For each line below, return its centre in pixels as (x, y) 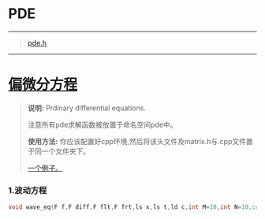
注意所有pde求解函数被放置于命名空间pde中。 (102, 124)
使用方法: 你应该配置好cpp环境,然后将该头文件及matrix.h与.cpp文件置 (140, 141)
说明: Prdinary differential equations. (86, 108)
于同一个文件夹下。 (59, 151)
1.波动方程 (28, 190)
